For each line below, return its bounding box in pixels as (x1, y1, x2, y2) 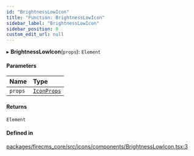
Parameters (6, 62, 37, 69)
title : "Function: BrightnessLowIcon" (6, 15, 105, 21)
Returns (6, 103, 27, 110)
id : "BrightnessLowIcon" (6, 8, 70, 15)
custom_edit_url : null (6, 32, 64, 38)
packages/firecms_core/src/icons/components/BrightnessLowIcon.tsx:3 (6, 143, 188, 150)
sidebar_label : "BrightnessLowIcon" (6, 20, 99, 26)
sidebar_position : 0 (6, 25, 59, 32)
